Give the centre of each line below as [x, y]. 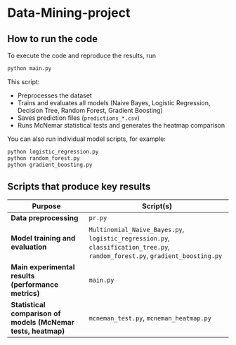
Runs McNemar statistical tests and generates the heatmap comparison [121, 125]
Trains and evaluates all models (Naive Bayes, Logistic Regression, [114, 102]
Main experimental [43, 267]
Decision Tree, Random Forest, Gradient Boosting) [90, 110]
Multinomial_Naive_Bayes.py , [137, 229]
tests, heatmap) [38, 331]
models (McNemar [43, 323]
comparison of [36, 313]
